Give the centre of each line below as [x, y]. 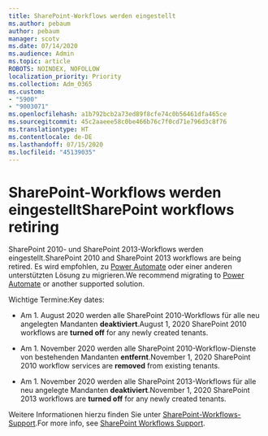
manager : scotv [34, 39]
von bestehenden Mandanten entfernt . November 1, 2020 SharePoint [135, 357]
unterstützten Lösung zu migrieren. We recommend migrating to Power [127, 275]
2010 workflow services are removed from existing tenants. [120, 366]
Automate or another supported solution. [76, 284]
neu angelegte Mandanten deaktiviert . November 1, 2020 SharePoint [135, 390]
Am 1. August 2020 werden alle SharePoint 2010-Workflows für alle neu [140, 316]
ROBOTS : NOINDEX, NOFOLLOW [54, 69]
